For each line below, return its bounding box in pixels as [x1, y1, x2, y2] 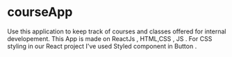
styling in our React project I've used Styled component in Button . [7, 42, 197, 50]
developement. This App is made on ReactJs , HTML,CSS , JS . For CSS [7, 34, 213, 42]
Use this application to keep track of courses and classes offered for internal [7, 27, 226, 35]
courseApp [7, 4, 73, 20]
